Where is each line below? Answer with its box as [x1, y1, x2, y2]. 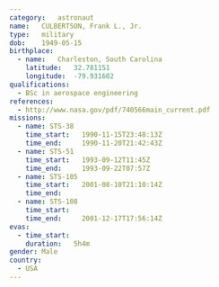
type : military [9, 30, 74, 39]
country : [9, 256, 42, 265]
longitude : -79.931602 [25, 72, 115, 81]
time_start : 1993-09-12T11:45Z [25, 155, 151, 165]
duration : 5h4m [25, 239, 91, 248]
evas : [9, 222, 30, 231]
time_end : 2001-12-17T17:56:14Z [25, 213, 163, 223]
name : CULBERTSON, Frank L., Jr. [9, 22, 143, 31]
